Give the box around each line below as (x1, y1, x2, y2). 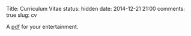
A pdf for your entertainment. (6, 23, 79, 30)
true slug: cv (6, 11, 37, 19)
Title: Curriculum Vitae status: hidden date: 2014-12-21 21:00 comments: (6, 5, 185, 12)
